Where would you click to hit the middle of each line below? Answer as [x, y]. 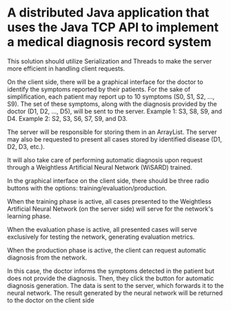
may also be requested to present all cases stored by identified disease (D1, [115, 139]
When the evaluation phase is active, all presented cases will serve [102, 229]
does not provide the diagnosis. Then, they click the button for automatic [111, 278]
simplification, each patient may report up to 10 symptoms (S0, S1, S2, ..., [111, 96]
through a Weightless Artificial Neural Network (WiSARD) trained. [100, 167]
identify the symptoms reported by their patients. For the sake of [99, 89]
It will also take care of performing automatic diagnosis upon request [105, 159]
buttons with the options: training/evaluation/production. [87, 188]
